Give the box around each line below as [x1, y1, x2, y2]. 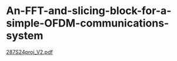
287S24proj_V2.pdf [6, 48, 53, 55]
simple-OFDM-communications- [6, 16, 169, 30]
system [6, 29, 44, 42]
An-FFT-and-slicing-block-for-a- [6, 4, 172, 18]
